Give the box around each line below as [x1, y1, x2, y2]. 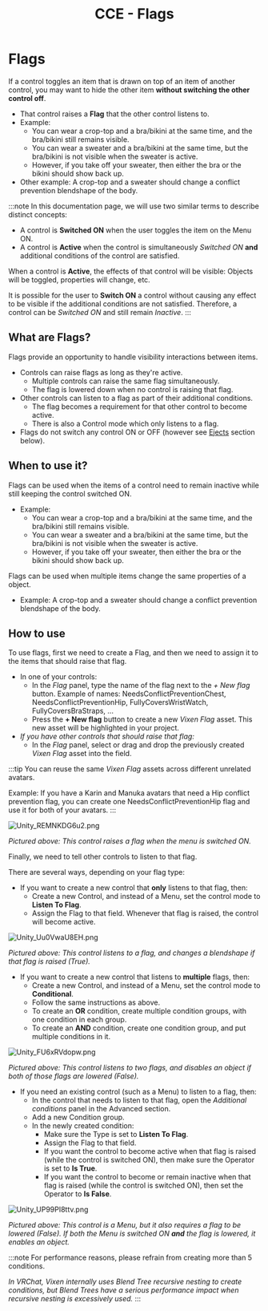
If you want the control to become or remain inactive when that [43, 1172, 251, 1182]
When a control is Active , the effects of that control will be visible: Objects [8, 266, 254, 276]
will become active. [31, 917, 96, 927]
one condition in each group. [31, 1015, 127, 1025]
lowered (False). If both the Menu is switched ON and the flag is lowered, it [8, 1228, 256, 1239]
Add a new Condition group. [31, 1112, 126, 1123]
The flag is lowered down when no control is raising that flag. [31, 384, 234, 394]
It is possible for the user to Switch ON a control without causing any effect [8, 290, 257, 300]
